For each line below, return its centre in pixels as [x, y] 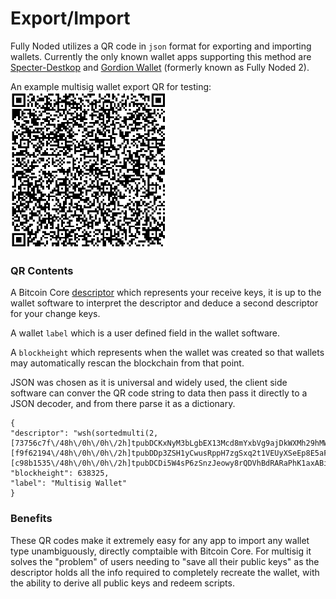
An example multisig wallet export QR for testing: [111, 86]
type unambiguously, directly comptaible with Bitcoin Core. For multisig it [161, 551]
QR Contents [42, 270]
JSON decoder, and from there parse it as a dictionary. [123, 404]
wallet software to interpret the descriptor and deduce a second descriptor [164, 303]
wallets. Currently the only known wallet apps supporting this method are [161, 56]
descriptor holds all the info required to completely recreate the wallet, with [165, 572]
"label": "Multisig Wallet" [69, 483]
